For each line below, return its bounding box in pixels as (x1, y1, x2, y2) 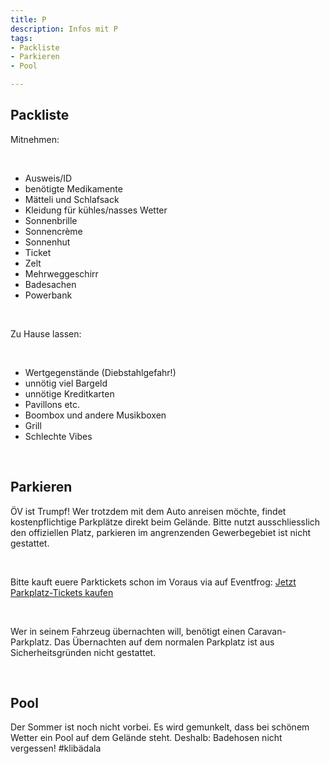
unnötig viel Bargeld (24, 377, 108, 389)
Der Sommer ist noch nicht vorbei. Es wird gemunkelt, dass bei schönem (10, 721, 310, 733)
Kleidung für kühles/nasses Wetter (24, 204, 168, 216)
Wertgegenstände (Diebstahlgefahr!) (24, 366, 177, 378)
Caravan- (247, 625, 287, 637)
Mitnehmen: (10, 133, 60, 145)
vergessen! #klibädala (10, 742, 102, 755)
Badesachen (24, 278, 77, 290)
